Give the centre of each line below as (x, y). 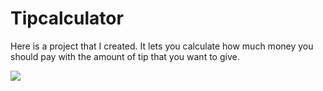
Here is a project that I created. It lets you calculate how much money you (162, 46)
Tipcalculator (67, 18)
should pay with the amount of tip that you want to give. (125, 56)
